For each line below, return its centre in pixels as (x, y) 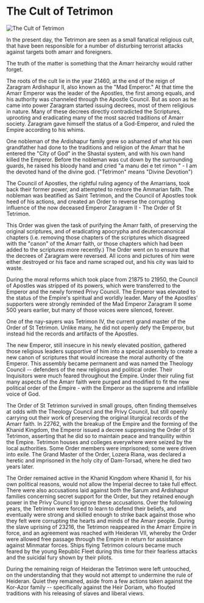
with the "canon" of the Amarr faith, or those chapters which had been (95, 243)
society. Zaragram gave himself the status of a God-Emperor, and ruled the (100, 123)
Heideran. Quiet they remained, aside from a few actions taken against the (100, 581)
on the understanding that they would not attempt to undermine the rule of (100, 575)
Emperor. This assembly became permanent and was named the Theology (100, 363)
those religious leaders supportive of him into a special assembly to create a (102, 351)
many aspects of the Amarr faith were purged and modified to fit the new (98, 382)
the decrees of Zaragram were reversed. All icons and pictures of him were (100, 255)
